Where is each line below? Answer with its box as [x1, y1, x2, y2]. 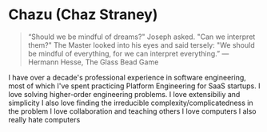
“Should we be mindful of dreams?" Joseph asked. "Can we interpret [27, 32, 256, 41]
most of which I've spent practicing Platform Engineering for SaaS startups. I [8, 81, 261, 91]
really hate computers [8, 115, 81, 124]
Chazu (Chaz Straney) [8, 6, 158, 24]
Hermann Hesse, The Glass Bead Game [27, 57, 159, 67]
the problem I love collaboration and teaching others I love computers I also [8, 106, 257, 116]
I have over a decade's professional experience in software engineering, [8, 72, 246, 82]
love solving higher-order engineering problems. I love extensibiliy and [8, 89, 241, 99]
